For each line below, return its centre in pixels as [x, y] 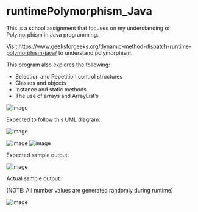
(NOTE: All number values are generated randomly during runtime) [90, 190]
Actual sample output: [34, 178]
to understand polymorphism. [95, 52]
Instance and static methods [51, 89]
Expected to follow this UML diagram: [53, 119]
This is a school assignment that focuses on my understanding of [88, 28]
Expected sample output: [38, 155]
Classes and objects [41, 83]
